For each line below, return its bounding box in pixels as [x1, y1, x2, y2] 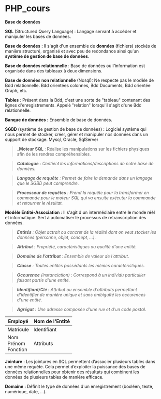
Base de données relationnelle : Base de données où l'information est [5, 63, 145, 69]
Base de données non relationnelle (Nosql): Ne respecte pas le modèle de [5, 77, 154, 83]
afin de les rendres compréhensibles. [16, 151, 91, 157]
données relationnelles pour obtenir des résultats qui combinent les [5, 369, 139, 375]
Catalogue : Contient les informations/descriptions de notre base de [16, 160, 154, 166]
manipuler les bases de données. [5, 34, 71, 39]
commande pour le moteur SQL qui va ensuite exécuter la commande [16, 195, 156, 201]
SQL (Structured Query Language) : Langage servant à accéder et [5, 28, 137, 34]
